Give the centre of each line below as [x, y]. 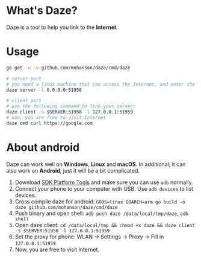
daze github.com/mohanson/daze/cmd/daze [66, 207]
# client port [24, 101]
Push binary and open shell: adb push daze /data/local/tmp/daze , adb [101, 213]
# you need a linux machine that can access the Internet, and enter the [101, 84]
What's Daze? [42, 11]
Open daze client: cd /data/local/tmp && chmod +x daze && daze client [105, 225]
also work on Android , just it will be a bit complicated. [73, 170]
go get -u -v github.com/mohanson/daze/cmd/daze [68, 68]
